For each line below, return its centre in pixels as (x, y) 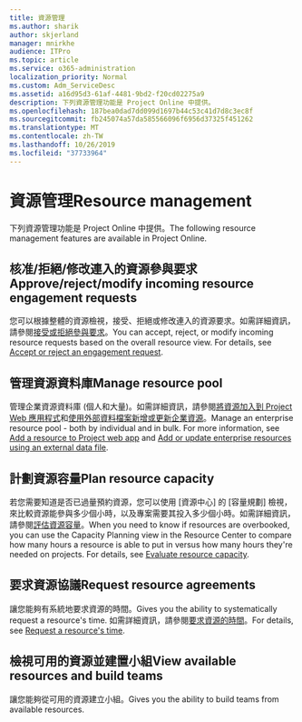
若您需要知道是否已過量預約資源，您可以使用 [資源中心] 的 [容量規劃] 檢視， (151, 502)
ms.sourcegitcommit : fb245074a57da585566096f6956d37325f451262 (132, 119)
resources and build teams (86, 676)
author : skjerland (44, 35)
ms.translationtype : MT (54, 128)
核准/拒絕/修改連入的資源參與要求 (103, 269)
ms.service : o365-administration (73, 69)
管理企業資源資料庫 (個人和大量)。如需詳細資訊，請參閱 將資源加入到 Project (151, 406)
